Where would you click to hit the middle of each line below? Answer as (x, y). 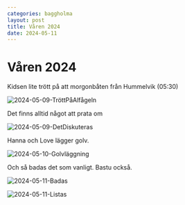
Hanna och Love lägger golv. (48, 140)
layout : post (26, 20)
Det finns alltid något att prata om (55, 114)
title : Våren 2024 (34, 26)
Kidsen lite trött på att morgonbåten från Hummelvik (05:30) (93, 87)
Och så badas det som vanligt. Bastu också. (70, 167)
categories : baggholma (40, 14)
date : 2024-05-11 (32, 33)
